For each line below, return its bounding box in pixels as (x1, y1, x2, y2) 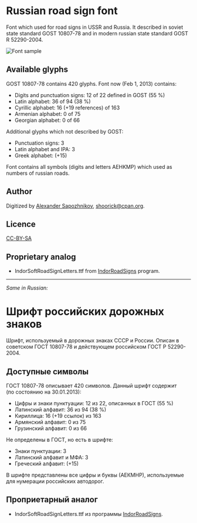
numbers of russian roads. (6, 169, 70, 176)
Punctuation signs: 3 (14, 139, 64, 146)
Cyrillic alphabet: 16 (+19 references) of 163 (14, 104, 120, 111)
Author (6, 186, 32, 196)
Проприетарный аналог (6, 495, 98, 505)
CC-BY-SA (6, 235, 32, 242)
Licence (6, 219, 36, 229)
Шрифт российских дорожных (6, 305, 164, 318)
